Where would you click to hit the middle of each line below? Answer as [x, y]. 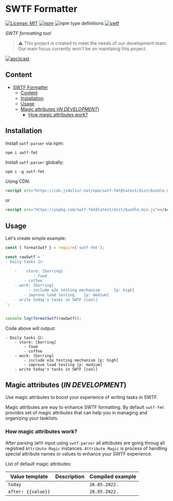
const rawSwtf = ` [25, 257]
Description [70, 476]
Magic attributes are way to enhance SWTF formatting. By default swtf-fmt [85, 407]
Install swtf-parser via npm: [35, 143]
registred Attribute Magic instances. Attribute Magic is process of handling [86, 448]
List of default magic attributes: [39, 463]
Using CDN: [18, 181]
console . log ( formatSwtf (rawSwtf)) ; [44, 318]
